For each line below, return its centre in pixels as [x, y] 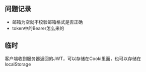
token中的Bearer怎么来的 [38, 28]
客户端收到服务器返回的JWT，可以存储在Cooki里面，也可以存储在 [73, 58]
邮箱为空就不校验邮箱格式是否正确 [47, 22]
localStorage [18, 64]
